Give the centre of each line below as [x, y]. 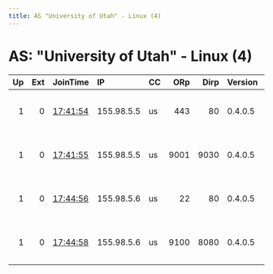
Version [243, 82]
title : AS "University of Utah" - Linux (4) [85, 16]
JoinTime [71, 82]
